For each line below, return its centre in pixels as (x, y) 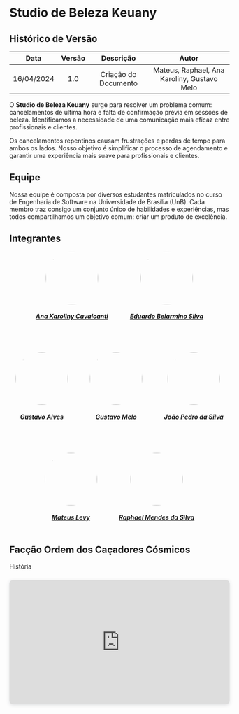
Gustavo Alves (42, 417)
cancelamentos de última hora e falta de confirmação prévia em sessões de (118, 112)
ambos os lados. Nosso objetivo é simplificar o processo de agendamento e (118, 148)
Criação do (118, 74)
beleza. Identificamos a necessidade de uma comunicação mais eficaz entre (119, 120)
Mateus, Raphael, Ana (189, 70)
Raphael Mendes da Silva (157, 517)
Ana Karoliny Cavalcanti (72, 317)
